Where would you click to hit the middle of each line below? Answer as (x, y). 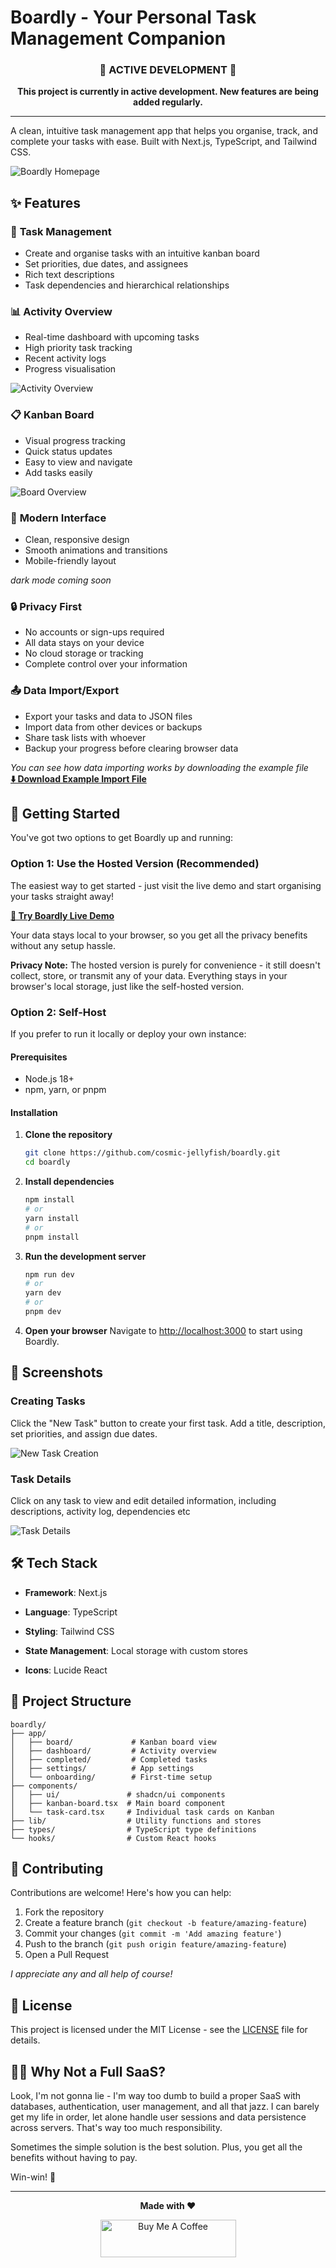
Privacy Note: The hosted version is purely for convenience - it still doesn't (165, 965)
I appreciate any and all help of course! (91, 1974)
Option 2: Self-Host (58, 1012)
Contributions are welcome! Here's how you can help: (121, 1893)
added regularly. (168, 102)
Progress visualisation (70, 369)
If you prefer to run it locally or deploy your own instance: (128, 1034)
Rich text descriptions (69, 275)
